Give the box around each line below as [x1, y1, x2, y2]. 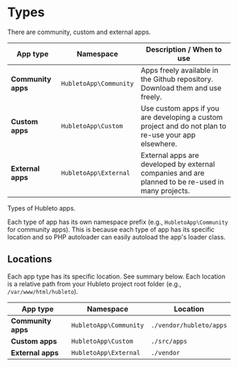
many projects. [140, 186, 190, 196]
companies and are [140, 168, 205, 178]
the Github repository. [140, 74, 214, 84]
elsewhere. [140, 139, 178, 149]
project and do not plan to [140, 121, 227, 131]
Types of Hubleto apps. [7, 203, 76, 213]
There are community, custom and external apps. [7, 28, 151, 36]
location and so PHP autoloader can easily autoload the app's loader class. [7, 232, 226, 241]
